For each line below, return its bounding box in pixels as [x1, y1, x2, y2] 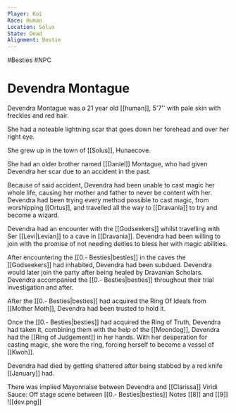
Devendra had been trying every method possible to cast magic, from [7, 196, 209, 204]
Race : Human [7, 17, 42, 24]
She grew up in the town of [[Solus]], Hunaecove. [7, 146, 151, 155]
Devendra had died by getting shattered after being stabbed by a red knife [7, 362, 223, 370]
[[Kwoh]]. [7, 348, 35, 357]
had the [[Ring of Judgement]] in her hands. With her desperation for [7, 333, 208, 342]
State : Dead [7, 30, 42, 37]
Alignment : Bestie [7, 37, 61, 44]
